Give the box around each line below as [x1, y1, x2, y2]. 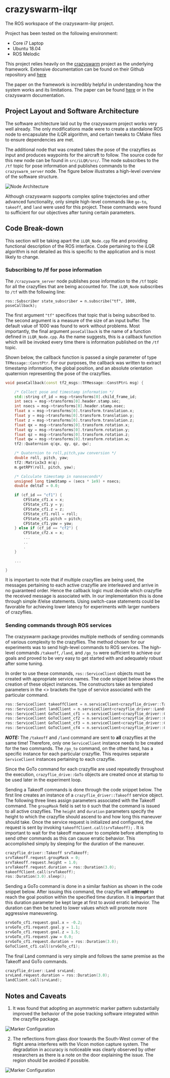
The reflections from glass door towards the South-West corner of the [12, 1035, 159, 1041]
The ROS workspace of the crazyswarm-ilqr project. [5, 20, 114, 26]
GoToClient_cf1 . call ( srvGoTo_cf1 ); [5, 944, 80, 949]
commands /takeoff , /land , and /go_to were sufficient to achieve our [16, 650, 161, 656]
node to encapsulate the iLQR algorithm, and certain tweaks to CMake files [5, 131, 161, 137]
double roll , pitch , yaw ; [14, 455, 69, 460]
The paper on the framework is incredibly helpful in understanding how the [5, 81, 162, 87]
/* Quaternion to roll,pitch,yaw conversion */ [14, 451, 116, 456]
